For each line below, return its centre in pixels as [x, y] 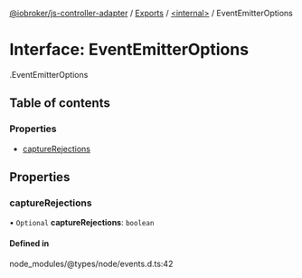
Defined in [29, 243]
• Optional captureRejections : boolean [82, 223]
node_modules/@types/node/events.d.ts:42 [91, 264]
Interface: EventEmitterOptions [129, 50]
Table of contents [60, 103]
